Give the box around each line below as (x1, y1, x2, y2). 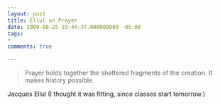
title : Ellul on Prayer (7, 17, 78, 24)
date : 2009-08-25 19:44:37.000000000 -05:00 (7, 23, 141, 30)
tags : (7, 30, 23, 37)
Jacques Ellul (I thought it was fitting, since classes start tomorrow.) (7, 89, 206, 98)
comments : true (7, 43, 53, 50)
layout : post (7, 10, 46, 18)
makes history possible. (24, 76, 94, 85)
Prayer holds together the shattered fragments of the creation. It (24, 68, 213, 77)
